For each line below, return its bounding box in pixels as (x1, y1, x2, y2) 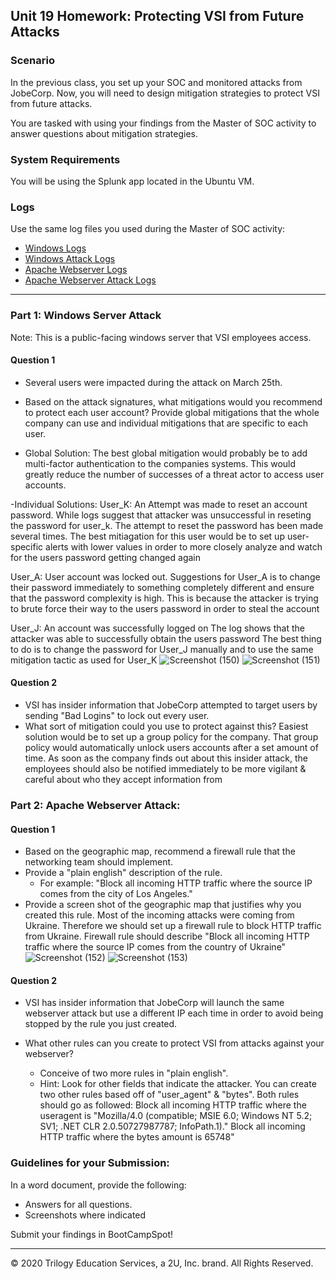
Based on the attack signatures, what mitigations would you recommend (24, 395, 323, 408)
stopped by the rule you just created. (24, 1018, 178, 1030)
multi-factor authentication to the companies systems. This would (24, 457, 297, 469)
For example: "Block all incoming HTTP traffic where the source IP (39, 877, 313, 889)
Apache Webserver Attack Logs (24, 274, 157, 286)
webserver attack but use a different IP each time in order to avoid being (24, 1007, 324, 1019)
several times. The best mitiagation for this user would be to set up (10, 530, 285, 542)
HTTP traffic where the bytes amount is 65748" (39, 1131, 235, 1143)
